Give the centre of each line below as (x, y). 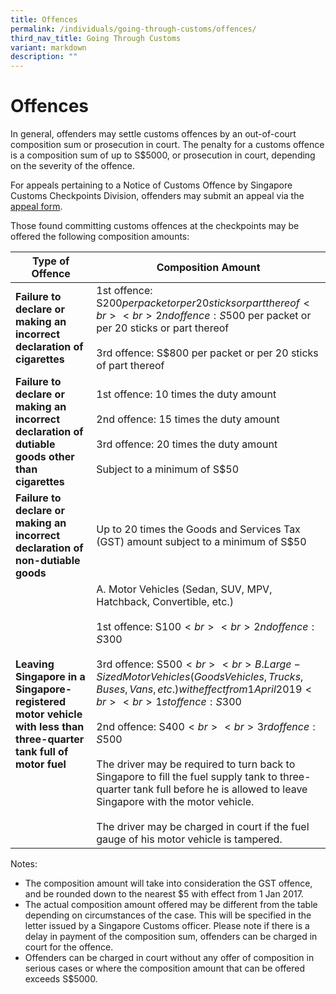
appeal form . (36, 207)
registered (41, 702)
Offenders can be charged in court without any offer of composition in (169, 958)
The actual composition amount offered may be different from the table (171, 905)
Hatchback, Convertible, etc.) (165, 602)
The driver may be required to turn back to (196, 764)
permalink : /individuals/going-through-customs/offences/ (133, 29)
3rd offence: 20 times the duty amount (187, 444)
